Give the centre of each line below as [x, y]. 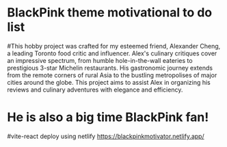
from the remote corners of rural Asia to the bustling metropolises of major [112, 75]
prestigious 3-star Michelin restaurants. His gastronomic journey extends [110, 68]
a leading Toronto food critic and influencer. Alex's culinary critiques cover [112, 53]
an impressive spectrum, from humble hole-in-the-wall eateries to [100, 60]
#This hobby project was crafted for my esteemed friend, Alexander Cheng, [114, 46]
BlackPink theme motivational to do [110, 13]
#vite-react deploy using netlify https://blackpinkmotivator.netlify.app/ [106, 136]
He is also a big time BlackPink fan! [108, 117]
